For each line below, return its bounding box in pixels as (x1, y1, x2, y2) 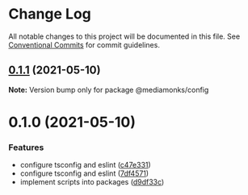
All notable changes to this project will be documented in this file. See (8, 31, 241, 41)
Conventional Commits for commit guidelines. (8, 39, 160, 49)
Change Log (8, 5, 91, 23)
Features (8, 142, 44, 153)
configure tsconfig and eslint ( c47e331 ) (19, 160, 151, 170)
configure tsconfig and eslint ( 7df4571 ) (19, 168, 149, 178)
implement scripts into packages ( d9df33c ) (19, 177, 165, 187)
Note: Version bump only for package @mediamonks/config (8, 85, 209, 94)
